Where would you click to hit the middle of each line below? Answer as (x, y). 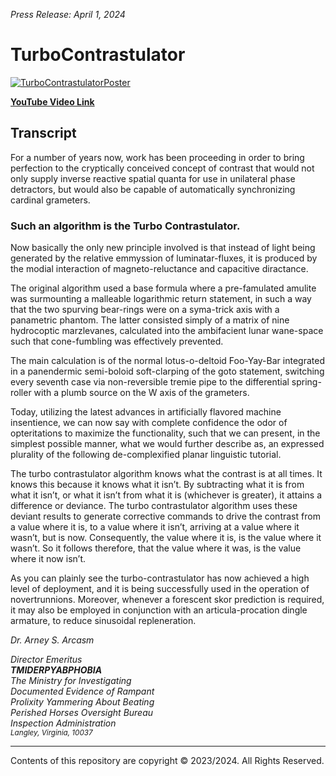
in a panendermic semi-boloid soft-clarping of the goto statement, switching (167, 371)
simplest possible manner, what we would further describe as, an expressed (167, 444)
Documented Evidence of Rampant (82, 691)
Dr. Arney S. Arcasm (52, 640)
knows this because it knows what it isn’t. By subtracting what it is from (157, 485)
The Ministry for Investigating (71, 681)
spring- (306, 382)
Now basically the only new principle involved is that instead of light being (163, 248)
